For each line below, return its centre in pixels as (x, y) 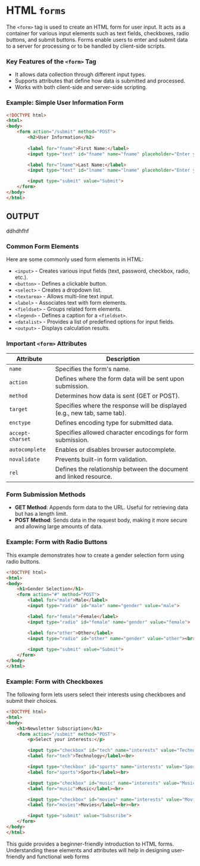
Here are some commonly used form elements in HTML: (75, 259)
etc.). (21, 277)
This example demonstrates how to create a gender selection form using (95, 555)
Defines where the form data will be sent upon (120, 379)
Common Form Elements (43, 246)
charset (20, 439)
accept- (20, 433)
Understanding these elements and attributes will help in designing (88, 850)
